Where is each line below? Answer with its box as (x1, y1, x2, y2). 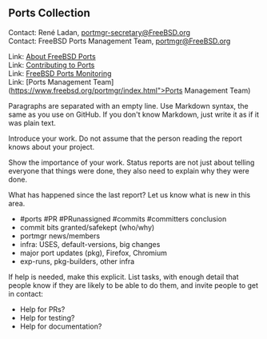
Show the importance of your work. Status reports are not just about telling (8, 158, 255, 167)
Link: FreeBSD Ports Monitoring (8, 68, 112, 78)
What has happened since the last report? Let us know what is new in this (8, 189, 251, 199)
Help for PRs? (19, 304, 66, 314)
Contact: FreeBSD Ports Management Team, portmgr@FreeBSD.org (8, 36, 231, 46)
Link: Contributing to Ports (8, 60, 95, 70)
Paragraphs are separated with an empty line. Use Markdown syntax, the (8, 101, 249, 110)
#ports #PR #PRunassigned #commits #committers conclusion (19, 213, 227, 223)
